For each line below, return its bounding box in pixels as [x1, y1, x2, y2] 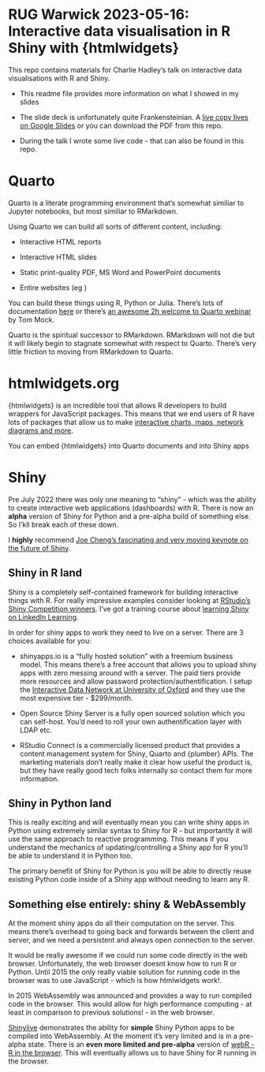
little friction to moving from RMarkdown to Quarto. [8, 347, 174, 356]
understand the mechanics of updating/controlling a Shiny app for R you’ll [8, 843, 248, 852]
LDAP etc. [19, 725, 53, 735]
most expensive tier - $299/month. [19, 693, 133, 702]
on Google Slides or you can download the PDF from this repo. [19, 121, 223, 130]
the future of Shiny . [8, 543, 71, 553]
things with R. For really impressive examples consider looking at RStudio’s [8, 595, 251, 605]
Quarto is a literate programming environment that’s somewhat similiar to [8, 198, 244, 207]
